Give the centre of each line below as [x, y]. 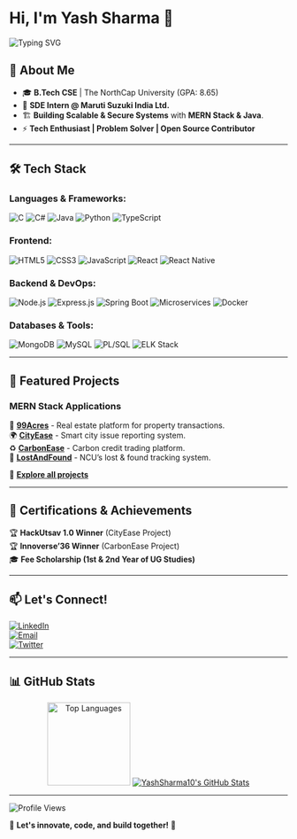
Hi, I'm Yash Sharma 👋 [91, 18]
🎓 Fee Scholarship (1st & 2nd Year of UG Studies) [103, 559]
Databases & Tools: [52, 325]
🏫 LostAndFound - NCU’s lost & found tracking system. [110, 458]
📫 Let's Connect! [58, 600]
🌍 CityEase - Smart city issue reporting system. [97, 435]
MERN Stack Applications [65, 406]
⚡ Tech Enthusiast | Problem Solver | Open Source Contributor [138, 128]
